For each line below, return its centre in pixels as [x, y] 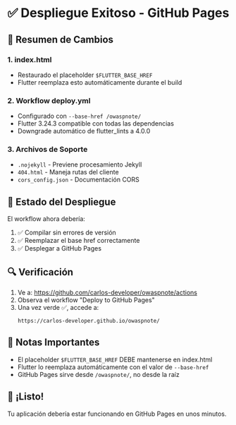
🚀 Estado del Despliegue [62, 202]
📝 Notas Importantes [54, 343]
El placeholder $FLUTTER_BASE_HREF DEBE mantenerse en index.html [115, 359]
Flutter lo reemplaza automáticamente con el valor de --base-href [113, 367]
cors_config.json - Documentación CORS [78, 180]
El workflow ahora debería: [46, 219]
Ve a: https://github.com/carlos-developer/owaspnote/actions [107, 293]
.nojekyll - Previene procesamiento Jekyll [80, 164]
